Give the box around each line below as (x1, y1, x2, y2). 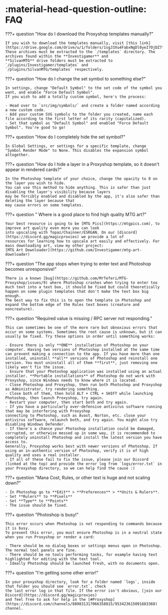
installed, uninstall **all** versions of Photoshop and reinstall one (5, 356, 157, 361)
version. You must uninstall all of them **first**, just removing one (5, 360, 157, 365)
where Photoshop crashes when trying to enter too (49, 280, 157, 285)
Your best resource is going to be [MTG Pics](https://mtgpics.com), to (5, 221, 160, 226)
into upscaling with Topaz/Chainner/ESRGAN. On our (5, 230, 115, 235)
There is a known (5, 275, 41, 281)
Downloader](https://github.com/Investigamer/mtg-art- (25, 247, 142, 252)
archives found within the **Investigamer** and (5, 54, 108, 59)
